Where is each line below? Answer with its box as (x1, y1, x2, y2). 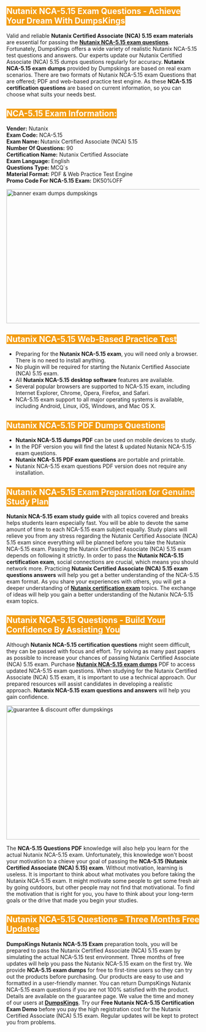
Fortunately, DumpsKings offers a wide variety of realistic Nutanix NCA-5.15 (6, 45, 197, 52)
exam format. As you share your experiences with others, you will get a (6, 578, 186, 586)
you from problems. (6, 1019, 56, 1026)
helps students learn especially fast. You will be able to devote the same (6, 519, 189, 527)
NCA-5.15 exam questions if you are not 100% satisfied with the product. (6, 985, 189, 993)
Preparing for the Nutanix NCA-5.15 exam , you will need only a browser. (15, 350, 198, 357)
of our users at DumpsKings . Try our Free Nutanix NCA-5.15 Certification (6, 999, 195, 1006)
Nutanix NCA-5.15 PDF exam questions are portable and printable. (15, 456, 185, 464)
